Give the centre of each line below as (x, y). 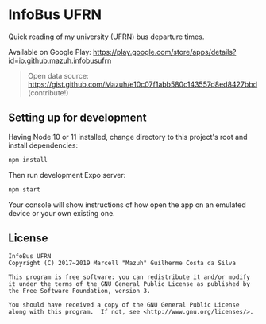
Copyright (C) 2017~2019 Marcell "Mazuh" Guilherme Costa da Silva (122, 264)
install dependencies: (43, 145)
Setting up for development (77, 118)
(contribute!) (48, 92)
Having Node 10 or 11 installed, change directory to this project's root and (128, 137)
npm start (25, 189)
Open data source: (58, 75)
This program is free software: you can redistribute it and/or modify (129, 277)
